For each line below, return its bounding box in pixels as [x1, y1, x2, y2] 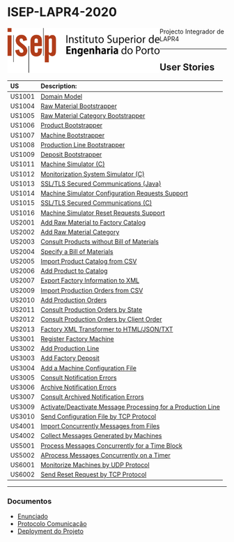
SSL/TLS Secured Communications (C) [40, 199, 153, 207]
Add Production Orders [40, 296, 107, 304]
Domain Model [40, 92, 82, 100]
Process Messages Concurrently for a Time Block [40, 441, 182, 450]
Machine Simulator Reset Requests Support [40, 209, 165, 217]
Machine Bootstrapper [40, 130, 105, 140]
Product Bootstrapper [40, 121, 103, 130]
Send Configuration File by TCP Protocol [40, 412, 157, 421]
